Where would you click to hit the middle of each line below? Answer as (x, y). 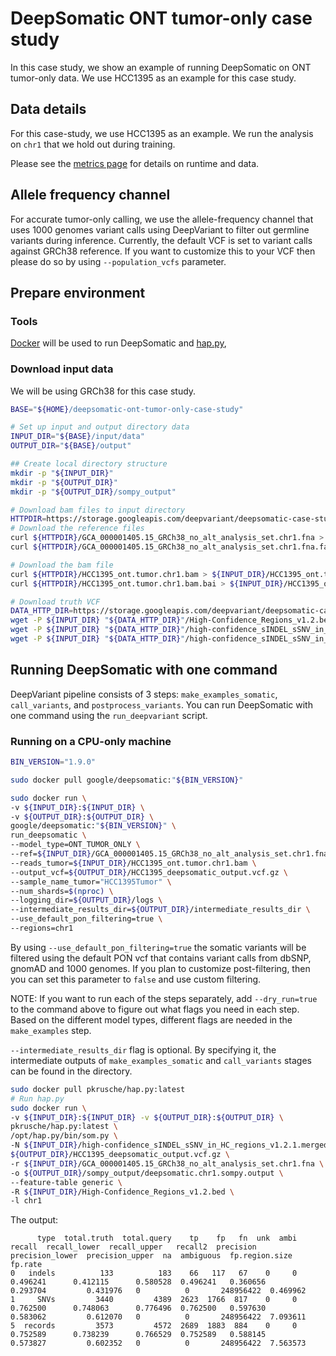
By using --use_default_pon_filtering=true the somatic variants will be (158, 947)
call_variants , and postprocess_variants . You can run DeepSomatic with (161, 704)
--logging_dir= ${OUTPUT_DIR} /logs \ (86, 900)
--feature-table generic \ (66, 1182)
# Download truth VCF (55, 602)
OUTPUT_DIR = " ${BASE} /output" (71, 446)
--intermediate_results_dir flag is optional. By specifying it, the (143, 1049)
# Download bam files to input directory (98, 510)
